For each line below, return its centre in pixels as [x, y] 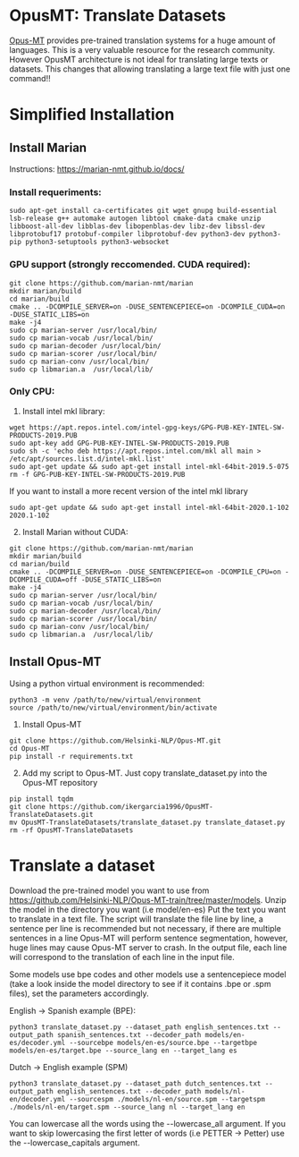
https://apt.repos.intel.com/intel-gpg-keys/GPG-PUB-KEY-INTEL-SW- [157, 427]
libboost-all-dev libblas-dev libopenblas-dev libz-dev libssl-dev [137, 226]
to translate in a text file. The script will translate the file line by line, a [136, 919]
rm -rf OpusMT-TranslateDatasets [71, 830]
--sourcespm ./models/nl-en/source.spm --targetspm [167, 1099]
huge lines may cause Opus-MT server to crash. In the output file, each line [148, 947]
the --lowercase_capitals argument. [75, 1143]
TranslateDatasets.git [51, 814]
